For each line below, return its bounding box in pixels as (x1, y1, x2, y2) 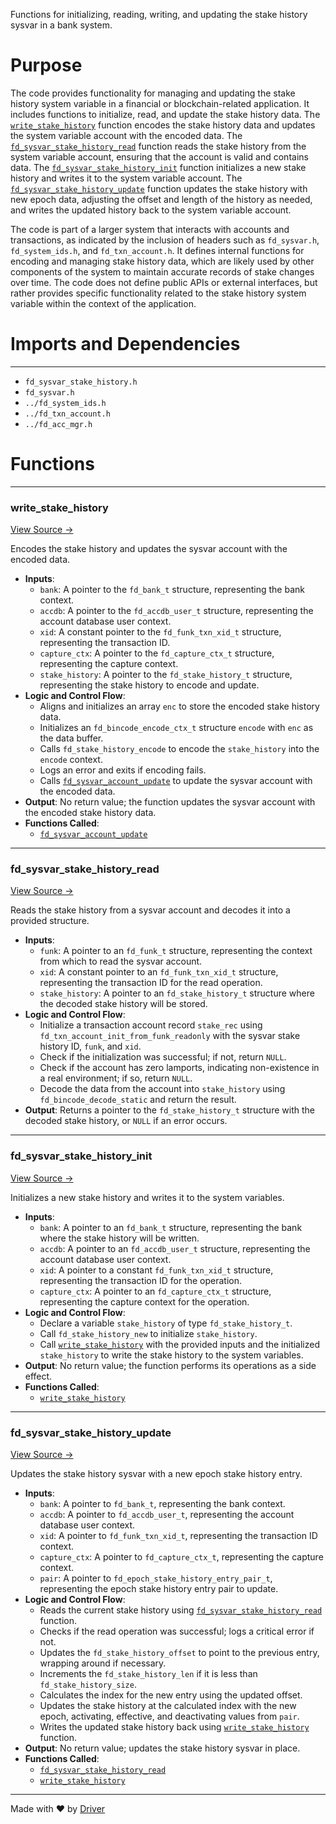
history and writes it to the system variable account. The (10, 172, 243, 184)
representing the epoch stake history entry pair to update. (39, 1583, 279, 1594)
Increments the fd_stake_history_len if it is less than (39, 1668, 258, 1679)
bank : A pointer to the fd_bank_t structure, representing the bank (39, 584, 305, 596)
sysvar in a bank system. (10, 19, 113, 31)
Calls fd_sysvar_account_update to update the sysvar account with (39, 775, 313, 787)
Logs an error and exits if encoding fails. (39, 764, 207, 776)
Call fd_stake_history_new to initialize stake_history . (39, 1327, 258, 1339)
